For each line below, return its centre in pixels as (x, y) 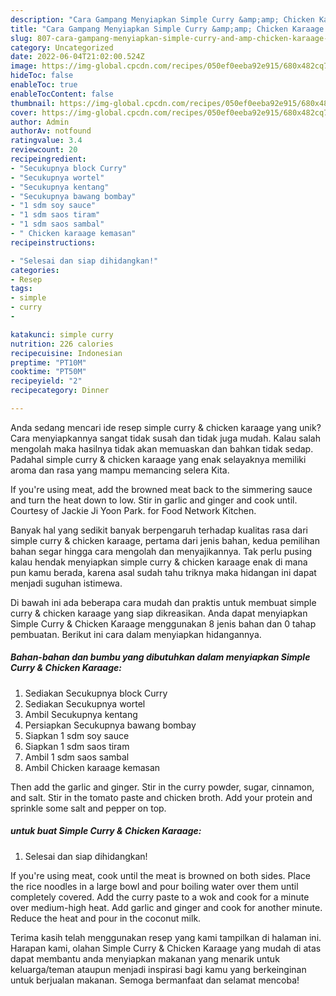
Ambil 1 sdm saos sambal (77, 757)
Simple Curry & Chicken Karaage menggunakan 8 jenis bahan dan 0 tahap (163, 623)
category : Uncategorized (62, 47)
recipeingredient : (48, 159)
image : (24, 66)
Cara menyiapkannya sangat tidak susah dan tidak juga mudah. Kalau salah (165, 438)
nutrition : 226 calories (62, 344)
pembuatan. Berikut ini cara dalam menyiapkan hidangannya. (136, 634)
